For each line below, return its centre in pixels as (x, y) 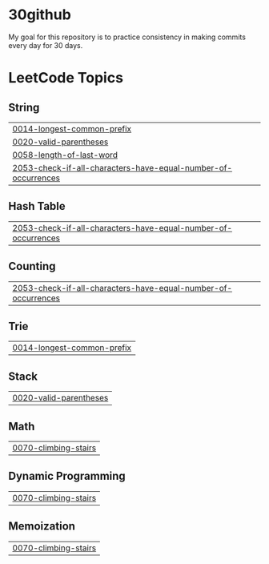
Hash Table (37, 206)
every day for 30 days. (46, 45)
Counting (32, 266)
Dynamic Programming (67, 476)
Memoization (42, 526)
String (24, 107)
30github (40, 15)
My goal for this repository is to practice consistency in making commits (127, 37)
